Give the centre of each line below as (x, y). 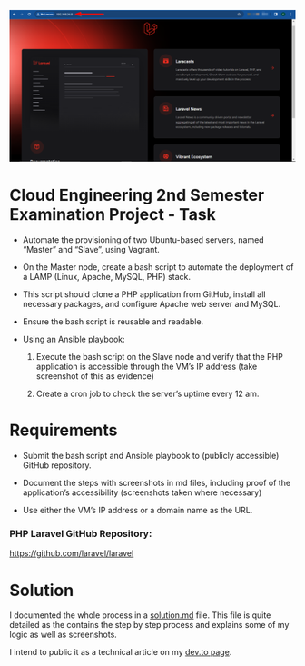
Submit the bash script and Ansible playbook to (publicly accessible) (151, 456)
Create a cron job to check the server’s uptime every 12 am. (148, 394)
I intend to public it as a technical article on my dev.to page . (121, 652)
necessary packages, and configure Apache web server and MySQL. (152, 304)
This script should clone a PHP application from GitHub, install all (144, 294)
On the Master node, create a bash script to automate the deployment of (158, 267)
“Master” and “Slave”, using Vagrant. (91, 250)
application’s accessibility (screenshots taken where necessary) (142, 492)
